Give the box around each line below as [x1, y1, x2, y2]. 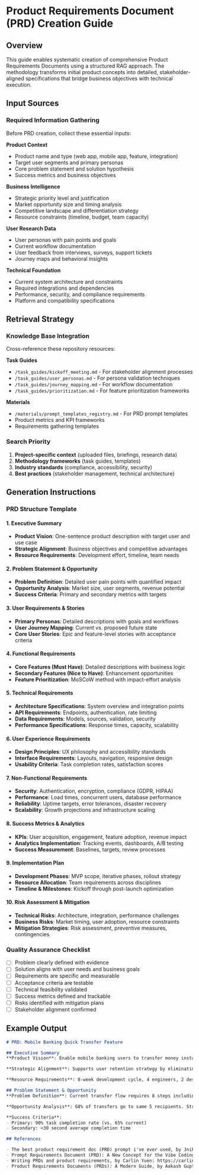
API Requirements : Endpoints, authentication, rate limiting [14, 709, 157, 716]
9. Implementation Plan [6, 859, 65, 866]
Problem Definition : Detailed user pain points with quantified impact [14, 578, 182, 585]
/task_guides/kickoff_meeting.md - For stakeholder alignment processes [14, 369, 193, 376]
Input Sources [6, 98, 59, 108]
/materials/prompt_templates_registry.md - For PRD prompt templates [14, 410, 188, 417]
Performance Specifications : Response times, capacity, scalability [14, 722, 179, 728]
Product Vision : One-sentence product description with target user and [14, 533, 191, 540]
